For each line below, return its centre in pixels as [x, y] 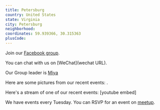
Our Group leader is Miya [32, 72]
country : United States [31, 15]
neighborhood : [20, 29]
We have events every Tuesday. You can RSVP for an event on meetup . [80, 102]
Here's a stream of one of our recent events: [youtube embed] [71, 92]
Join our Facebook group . [32, 53]
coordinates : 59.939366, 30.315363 [43, 34]
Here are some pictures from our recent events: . [57, 82]
